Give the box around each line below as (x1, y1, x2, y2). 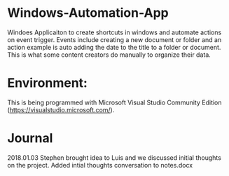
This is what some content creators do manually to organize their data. (7, 50, 211, 59)
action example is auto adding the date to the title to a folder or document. (7, 43, 221, 51)
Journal (7, 130, 53, 147)
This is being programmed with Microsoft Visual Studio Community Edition (7, 98, 222, 107)
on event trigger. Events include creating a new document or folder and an (7, 35, 222, 43)
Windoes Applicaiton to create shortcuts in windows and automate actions (7, 28, 222, 36)
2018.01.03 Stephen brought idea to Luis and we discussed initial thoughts (7, 153, 222, 162)
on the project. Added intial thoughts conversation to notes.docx (7, 161, 193, 169)
